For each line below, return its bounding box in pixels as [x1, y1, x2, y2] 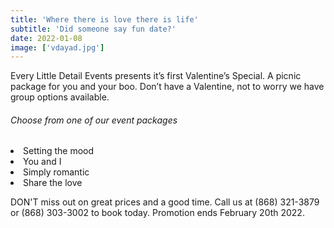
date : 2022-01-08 [10, 33, 83, 43]
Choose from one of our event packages [10, 114, 178, 126]
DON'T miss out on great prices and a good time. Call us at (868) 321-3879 [10, 196, 320, 208]
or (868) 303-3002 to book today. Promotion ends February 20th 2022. [10, 207, 305, 219]
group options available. [10, 91, 110, 103]
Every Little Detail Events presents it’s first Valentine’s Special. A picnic [10, 70, 302, 82]
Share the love [23, 177, 83, 189]
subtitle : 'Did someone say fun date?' [10, 24, 177, 34]
